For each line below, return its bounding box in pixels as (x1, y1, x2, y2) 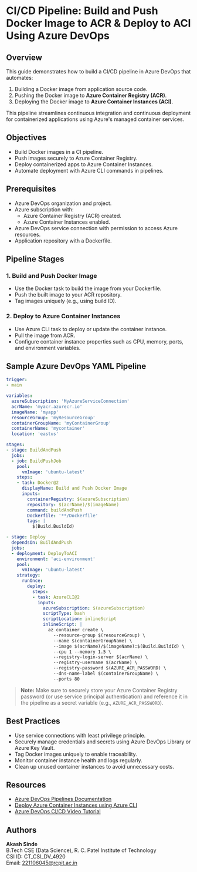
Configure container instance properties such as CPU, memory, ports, (14, 338, 184, 345)
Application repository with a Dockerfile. (14, 237, 113, 244)
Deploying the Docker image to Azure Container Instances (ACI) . (14, 98, 174, 105)
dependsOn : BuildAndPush (11, 540, 72, 546)
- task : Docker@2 (16, 480, 59, 486)
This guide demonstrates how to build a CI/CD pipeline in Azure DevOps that (6, 68, 191, 75)
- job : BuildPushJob (11, 458, 62, 464)
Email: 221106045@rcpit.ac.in (6, 859, 78, 867)
